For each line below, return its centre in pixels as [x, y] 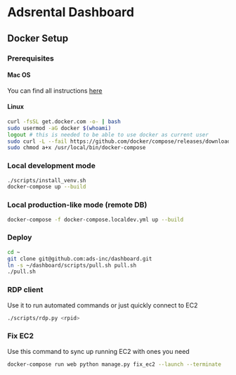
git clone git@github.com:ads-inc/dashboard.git [80, 259]
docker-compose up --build [47, 187]
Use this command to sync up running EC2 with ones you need [98, 351]
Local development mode [52, 166]
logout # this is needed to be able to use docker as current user [108, 134]
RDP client [25, 290]
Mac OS [19, 75]
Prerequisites [31, 58]
